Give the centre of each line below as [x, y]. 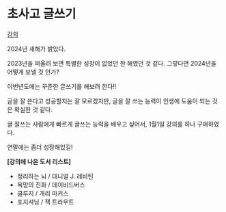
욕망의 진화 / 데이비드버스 [51, 185]
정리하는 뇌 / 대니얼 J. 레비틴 [55, 176]
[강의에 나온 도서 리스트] [39, 161]
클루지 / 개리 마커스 [43, 193]
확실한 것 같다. [33, 109]
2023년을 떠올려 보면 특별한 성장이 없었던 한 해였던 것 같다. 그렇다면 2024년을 [112, 63]
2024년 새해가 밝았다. [37, 49]
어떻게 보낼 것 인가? [33, 72]
